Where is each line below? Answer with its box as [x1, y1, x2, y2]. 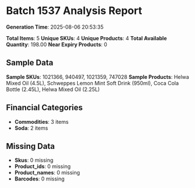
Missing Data [6, 141, 55, 151]
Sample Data [6, 58, 54, 68]
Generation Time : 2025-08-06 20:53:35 [6, 23, 104, 30]
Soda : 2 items [14, 124, 48, 131]
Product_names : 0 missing [14, 169, 81, 176]
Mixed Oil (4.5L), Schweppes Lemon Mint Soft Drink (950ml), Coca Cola [6, 79, 179, 86]
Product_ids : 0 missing [14, 163, 71, 170]
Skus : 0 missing [14, 156, 54, 164]
